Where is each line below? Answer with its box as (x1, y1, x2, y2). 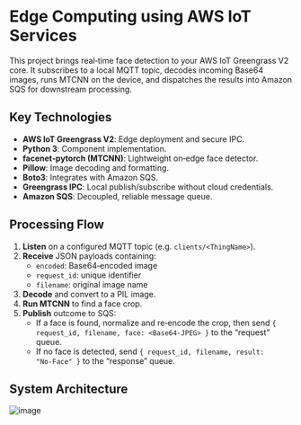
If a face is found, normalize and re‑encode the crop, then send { (35, 317, 277, 328)
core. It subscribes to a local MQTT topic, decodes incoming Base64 (9, 65, 263, 75)
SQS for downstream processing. (9, 84, 133, 94)
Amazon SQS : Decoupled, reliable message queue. (22, 190, 213, 201)
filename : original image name (35, 279, 148, 289)
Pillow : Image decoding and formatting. (22, 162, 169, 173)
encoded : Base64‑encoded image (35, 260, 158, 270)
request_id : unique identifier (35, 270, 142, 280)
